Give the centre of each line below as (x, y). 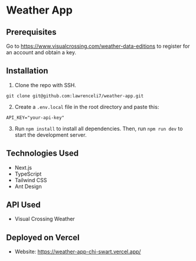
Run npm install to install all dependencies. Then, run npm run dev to (99, 128)
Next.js (23, 167)
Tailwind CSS (31, 180)
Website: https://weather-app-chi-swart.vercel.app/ (78, 252)
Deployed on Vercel (43, 237)
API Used (24, 205)
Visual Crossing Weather (45, 219)
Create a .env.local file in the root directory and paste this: (87, 107)
